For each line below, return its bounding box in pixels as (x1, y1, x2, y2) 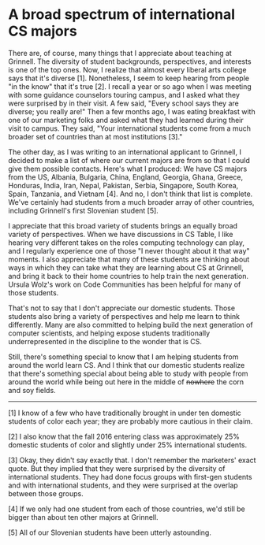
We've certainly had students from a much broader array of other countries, (8, 197, 255, 206)
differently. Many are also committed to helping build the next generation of (8, 320, 254, 329)
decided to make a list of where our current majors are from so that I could (8, 155, 251, 165)
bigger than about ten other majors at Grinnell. (8, 512, 159, 521)
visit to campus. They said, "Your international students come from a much (8, 124, 251, 133)
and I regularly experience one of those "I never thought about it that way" (8, 246, 250, 255)
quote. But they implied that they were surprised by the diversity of (8, 463, 226, 473)
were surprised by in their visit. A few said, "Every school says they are (8, 98, 239, 108)
